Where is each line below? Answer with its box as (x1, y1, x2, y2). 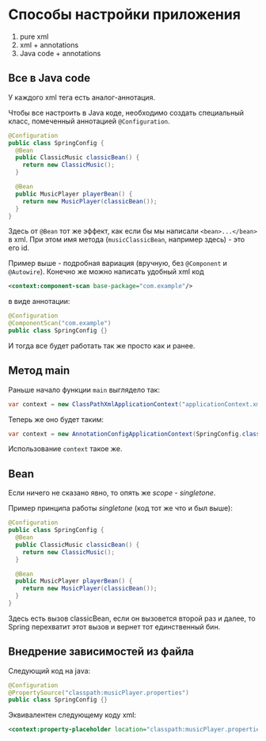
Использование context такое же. (8, 444, 123, 454)
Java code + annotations (19, 48, 101, 58)
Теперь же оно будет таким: (8, 414, 104, 424)
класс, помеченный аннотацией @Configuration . (8, 116, 170, 126)
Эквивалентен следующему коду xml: (8, 710, 137, 720)
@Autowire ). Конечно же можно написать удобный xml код (8, 267, 204, 276)
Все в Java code (8, 71, 91, 85)
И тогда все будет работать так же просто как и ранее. (8, 340, 196, 350)
